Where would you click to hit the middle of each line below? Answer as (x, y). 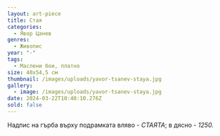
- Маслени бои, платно (47, 66)
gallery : (20, 86)
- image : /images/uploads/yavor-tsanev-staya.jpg (88, 92)
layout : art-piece (34, 14)
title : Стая (25, 20)
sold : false (25, 105)
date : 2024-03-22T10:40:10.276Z (54, 99)
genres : (19, 40)
